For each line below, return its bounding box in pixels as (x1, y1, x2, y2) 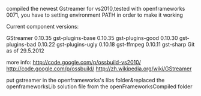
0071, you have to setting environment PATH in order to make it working (6, 11, 183, 18)
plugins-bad (6, 41, 37, 48)
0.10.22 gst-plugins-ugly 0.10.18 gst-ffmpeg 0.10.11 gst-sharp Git (37, 41, 195, 48)
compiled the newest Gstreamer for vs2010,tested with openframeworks (6, 5, 185, 12)
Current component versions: (6, 23, 79, 30)
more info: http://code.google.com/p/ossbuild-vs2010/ (6, 59, 141, 66)
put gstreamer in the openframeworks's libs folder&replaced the (6, 77, 165, 83)
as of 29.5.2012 (6, 47, 44, 54)
